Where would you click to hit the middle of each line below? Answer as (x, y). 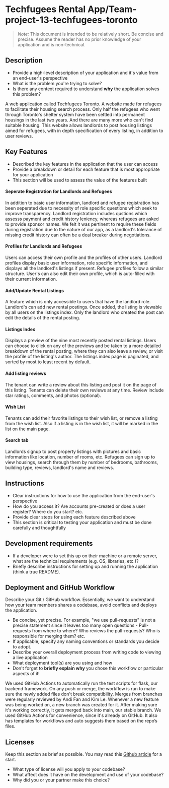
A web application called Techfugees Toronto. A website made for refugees (83, 104)
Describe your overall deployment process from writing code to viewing (87, 652)
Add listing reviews (26, 373)
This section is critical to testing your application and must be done (82, 522)
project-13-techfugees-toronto (72, 20)
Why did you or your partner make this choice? (61, 780)
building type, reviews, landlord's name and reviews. (60, 468)
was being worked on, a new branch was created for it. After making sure (81, 705)
